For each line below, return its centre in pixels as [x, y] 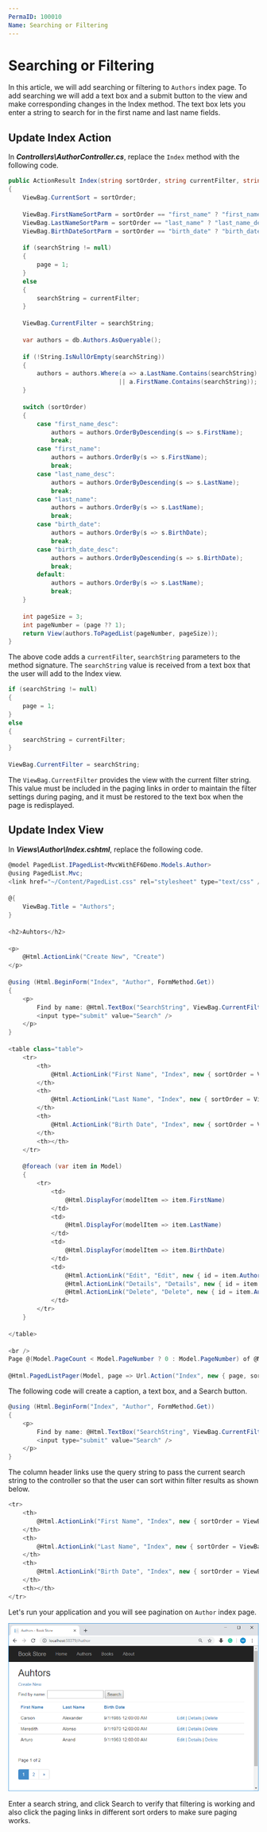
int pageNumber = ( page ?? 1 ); [74, 625]
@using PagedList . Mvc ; [46, 873]
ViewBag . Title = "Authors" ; [69, 907]
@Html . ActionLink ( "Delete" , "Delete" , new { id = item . [159, 1292]
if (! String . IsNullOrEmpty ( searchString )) [94, 357]
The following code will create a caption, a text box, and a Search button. [128, 1391]
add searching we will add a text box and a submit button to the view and [128, 96]
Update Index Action [60, 138]
